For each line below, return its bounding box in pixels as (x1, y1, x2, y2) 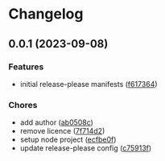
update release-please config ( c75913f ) (19, 143, 152, 153)
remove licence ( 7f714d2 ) (19, 126, 105, 136)
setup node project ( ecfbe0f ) (19, 134, 117, 145)
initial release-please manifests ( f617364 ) (19, 79, 159, 89)
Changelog (8, 5, 84, 23)
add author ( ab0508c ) (19, 118, 94, 127)
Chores (8, 99, 38, 110)
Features (8, 61, 44, 72)
